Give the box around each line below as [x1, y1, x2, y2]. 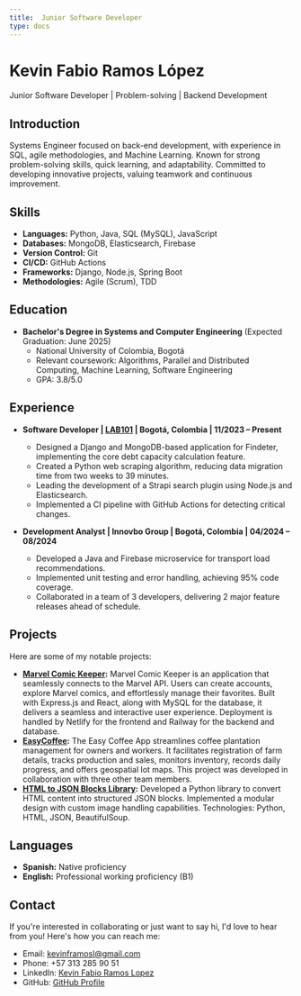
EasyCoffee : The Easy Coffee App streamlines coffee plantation [22, 735, 261, 746]
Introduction [9, 116, 81, 131]
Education [9, 303, 68, 318]
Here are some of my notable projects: [9, 650, 152, 662]
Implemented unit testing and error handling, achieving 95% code [35, 572, 279, 583]
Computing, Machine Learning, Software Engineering [35, 364, 233, 375]
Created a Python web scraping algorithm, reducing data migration [35, 460, 283, 471]
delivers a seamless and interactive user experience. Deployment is [22, 706, 273, 717]
